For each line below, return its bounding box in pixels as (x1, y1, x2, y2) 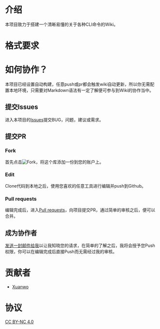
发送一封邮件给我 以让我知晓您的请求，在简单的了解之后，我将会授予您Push (5, 242, 155, 248)
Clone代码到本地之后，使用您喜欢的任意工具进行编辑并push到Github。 (5, 183, 146, 189)
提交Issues (5, 103, 38, 111)
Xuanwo (12, 284, 29, 290)
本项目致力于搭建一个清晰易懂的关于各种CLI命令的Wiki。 (5, 21, 118, 27)
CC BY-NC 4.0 (5, 319, 34, 325)
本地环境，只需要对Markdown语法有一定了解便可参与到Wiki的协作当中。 (9, 87, 154, 93)
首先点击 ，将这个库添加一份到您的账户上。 (5, 159, 104, 165)
